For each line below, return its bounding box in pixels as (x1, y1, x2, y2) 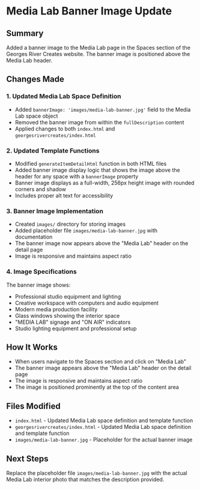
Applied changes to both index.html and (14, 125, 115, 132)
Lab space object (14, 112, 58, 120)
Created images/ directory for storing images (14, 220, 126, 228)
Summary (6, 28, 44, 38)
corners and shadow (14, 185, 67, 193)
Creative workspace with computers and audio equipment (14, 299, 159, 306)
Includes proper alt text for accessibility (14, 192, 114, 199)
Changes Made (6, 74, 64, 85)
